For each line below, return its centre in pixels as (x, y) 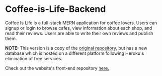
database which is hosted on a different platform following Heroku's (75, 53)
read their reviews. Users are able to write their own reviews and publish (79, 33)
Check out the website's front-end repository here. (57, 68)
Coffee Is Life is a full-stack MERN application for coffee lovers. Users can (81, 23)
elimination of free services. (34, 58)
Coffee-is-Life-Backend (55, 9)
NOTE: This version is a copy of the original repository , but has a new (76, 48)
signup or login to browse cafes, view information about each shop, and (79, 28)
